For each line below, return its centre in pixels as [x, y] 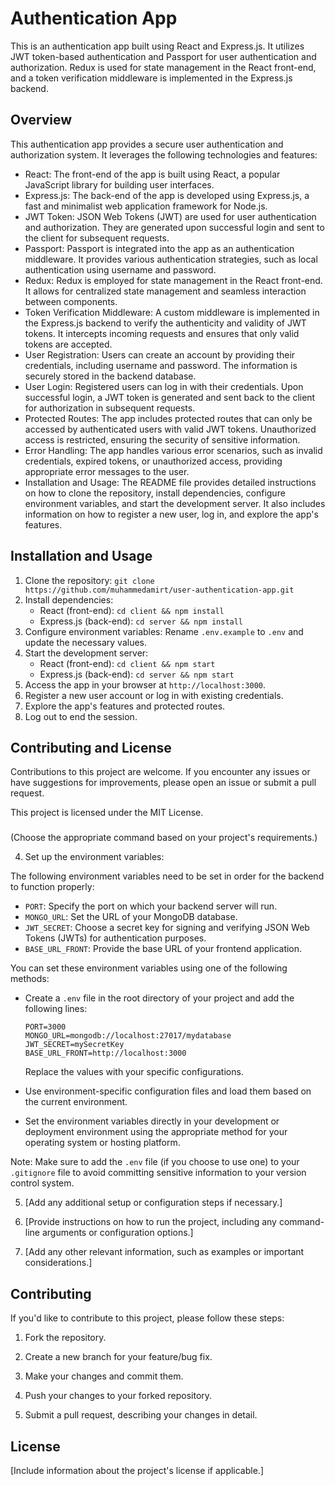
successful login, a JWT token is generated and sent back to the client [170, 397]
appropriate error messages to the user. [107, 471]
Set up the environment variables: [94, 857]
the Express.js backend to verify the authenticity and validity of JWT [165, 323]
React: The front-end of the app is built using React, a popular [152, 174]
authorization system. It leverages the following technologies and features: [164, 154]
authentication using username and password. [120, 269]
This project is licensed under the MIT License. [107, 813]
